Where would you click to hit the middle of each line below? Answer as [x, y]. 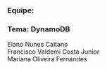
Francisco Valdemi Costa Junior [53, 52]
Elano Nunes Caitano [38, 45]
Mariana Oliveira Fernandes [47, 59]
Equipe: [21, 10]
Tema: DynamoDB [39, 29]
